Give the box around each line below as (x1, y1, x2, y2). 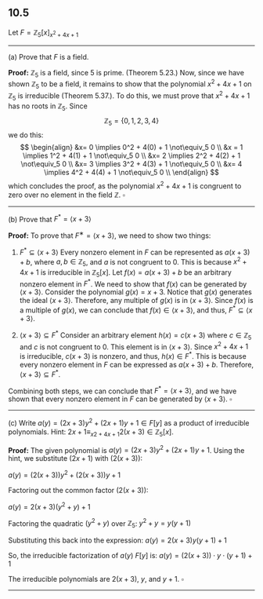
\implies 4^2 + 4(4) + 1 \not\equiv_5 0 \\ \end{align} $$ (44, 167, 219, 177)
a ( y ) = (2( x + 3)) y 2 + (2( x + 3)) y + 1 (8, 469, 121, 480)
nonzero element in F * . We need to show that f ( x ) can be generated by (19, 278, 247, 289)
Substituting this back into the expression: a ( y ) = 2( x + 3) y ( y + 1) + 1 (8, 535, 227, 545)
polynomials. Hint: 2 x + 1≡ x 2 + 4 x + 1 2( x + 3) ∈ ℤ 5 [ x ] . (8, 427, 174, 438)
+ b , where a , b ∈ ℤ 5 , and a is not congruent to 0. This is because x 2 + (19, 255, 247, 268)
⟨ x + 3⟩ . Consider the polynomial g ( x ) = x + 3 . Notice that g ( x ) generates (19, 287, 252, 297)
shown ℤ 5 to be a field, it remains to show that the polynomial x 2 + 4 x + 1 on (8, 78, 252, 90)
